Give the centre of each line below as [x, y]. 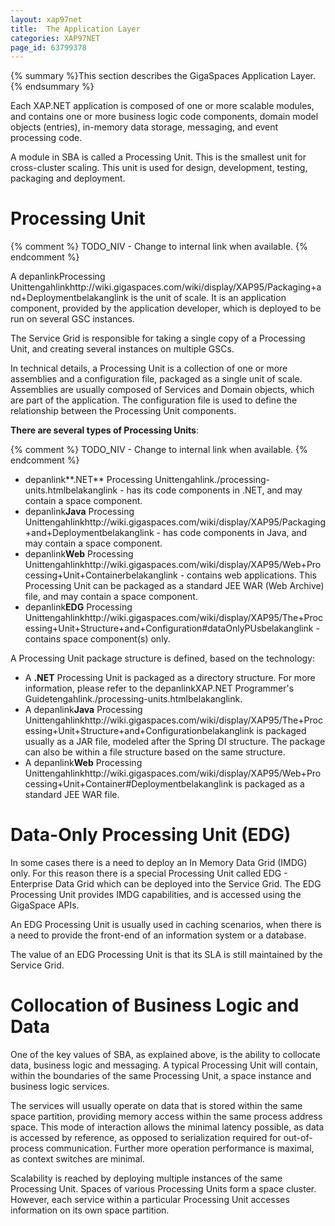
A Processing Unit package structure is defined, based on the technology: [163, 658]
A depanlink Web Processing [83, 763]
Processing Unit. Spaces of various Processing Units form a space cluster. [163, 1189]
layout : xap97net [46, 19]
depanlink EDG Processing [78, 607]
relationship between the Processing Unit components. [123, 411]
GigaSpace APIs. [45, 905]
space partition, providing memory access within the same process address [166, 1117]
